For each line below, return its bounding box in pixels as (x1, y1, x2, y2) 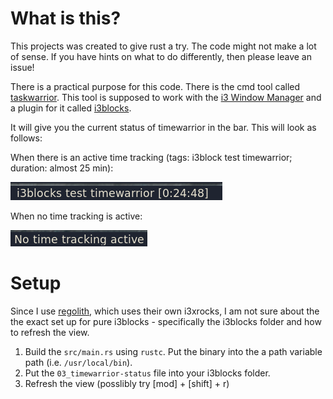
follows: (10, 132, 43, 144)
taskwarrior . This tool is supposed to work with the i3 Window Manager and (10, 91, 322, 103)
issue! (10, 61, 35, 73)
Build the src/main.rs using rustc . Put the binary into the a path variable (24, 345, 323, 357)
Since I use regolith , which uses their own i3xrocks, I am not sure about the (10, 305, 320, 317)
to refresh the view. (10, 326, 90, 338)
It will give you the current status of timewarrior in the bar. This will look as (10, 121, 317, 133)
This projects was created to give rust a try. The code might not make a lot (10, 40, 317, 52)
